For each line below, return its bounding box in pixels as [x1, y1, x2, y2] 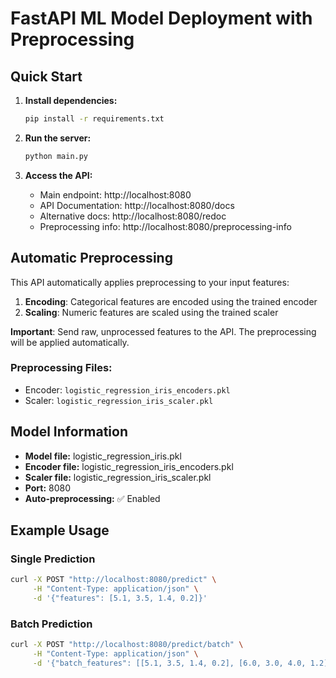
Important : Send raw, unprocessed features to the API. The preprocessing [10, 325, 317, 337]
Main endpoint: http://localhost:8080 [39, 188, 192, 201]
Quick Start [10, 68, 83, 85]
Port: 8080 [24, 482, 72, 494]
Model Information [10, 423, 129, 441]
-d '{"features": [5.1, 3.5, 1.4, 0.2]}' [32, 593, 208, 604]
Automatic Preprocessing [10, 250, 173, 267]
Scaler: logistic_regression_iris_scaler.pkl [24, 394, 214, 406]
